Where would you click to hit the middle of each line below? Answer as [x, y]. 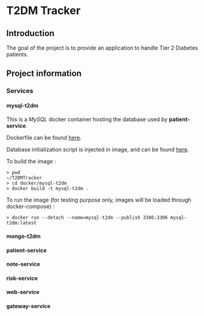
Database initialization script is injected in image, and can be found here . [98, 149]
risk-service [22, 278]
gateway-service [28, 306]
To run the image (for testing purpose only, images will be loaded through [99, 200]
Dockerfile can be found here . [44, 138]
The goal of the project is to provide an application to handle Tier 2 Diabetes [102, 48]
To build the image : [31, 161]
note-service [24, 264]
